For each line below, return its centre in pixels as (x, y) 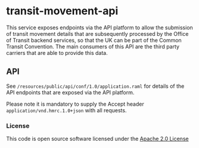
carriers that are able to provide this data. (57, 53)
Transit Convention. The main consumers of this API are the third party (93, 47)
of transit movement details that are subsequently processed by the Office (97, 33)
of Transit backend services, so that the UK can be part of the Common (94, 40)
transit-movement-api (62, 11)
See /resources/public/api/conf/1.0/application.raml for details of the (95, 86)
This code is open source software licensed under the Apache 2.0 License (97, 139)
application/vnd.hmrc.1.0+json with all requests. (66, 110)
